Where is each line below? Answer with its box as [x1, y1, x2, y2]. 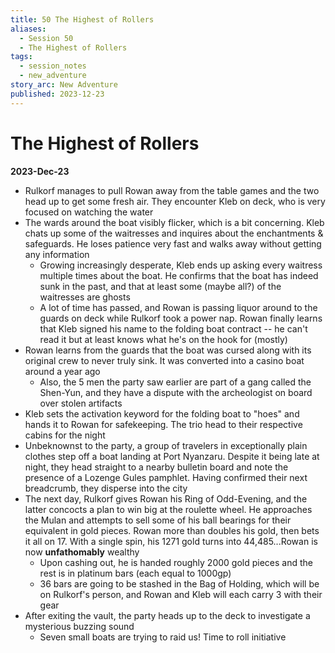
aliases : [10, 24, 47, 34]
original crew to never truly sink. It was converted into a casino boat [24, 354, 305, 366]
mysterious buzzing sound [24, 620, 135, 632]
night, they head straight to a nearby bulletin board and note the [24, 461, 289, 473]
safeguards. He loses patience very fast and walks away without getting [24, 237, 322, 250]
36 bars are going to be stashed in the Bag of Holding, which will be [39, 577, 320, 590]
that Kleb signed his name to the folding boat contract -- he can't [39, 322, 308, 335]
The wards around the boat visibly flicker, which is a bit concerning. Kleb [24, 216, 325, 228]
